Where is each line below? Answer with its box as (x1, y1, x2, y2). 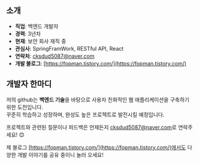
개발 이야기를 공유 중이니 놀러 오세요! (17, 151, 104, 158)
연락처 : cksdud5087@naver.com (14, 52, 95, 60)
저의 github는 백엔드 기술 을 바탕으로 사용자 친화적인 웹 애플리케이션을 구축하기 (6, 96, 190, 103)
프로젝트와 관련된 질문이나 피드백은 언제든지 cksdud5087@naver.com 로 (6, 123, 177, 131)
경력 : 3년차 (14, 30, 41, 37)
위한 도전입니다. (6, 103, 44, 110)
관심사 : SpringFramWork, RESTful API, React (14, 45, 124, 52)
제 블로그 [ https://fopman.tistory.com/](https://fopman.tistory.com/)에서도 (6, 144, 186, 151)
